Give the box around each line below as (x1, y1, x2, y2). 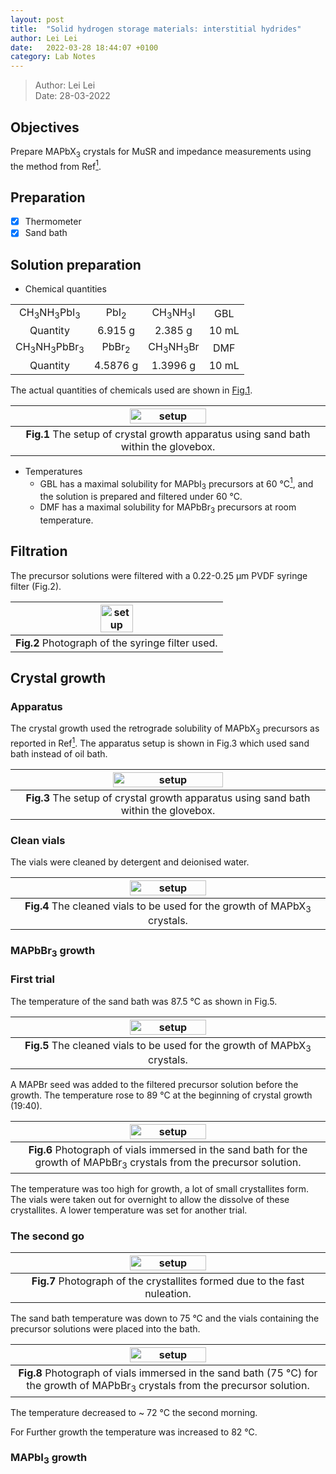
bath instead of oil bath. (10, 747, 108, 760)
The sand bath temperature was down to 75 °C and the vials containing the (10, 1312, 320, 1325)
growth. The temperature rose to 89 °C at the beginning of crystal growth (10, 1089, 313, 1101)
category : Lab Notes (10, 52, 97, 62)
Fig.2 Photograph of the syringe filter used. (15, 636, 218, 650)
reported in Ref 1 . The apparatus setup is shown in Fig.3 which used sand (10, 736, 310, 749)
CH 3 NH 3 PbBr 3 (15, 340, 85, 356)
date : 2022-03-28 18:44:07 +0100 (10, 42, 159, 53)
